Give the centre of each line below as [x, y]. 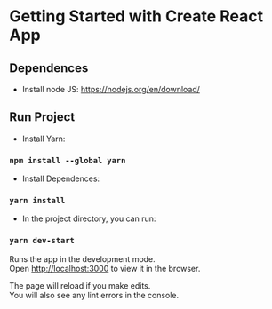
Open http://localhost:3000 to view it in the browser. [105, 268]
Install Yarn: [44, 139]
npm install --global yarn [68, 160]
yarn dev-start [42, 241]
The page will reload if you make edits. [80, 285]
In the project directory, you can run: [89, 218]
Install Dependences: [61, 178]
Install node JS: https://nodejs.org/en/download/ [111, 89]
